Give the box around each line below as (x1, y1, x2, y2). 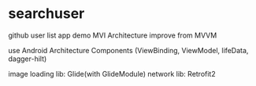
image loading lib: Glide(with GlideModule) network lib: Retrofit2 (8, 69, 216, 78)
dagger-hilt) (8, 54, 47, 63)
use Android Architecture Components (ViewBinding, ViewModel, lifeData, (8, 45, 249, 55)
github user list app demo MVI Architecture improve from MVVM (8, 30, 217, 40)
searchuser (8, 5, 85, 23)
